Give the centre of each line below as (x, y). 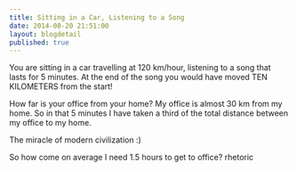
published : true (39, 42)
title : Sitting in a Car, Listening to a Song (97, 17)
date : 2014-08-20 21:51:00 (59, 26)
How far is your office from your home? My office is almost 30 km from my (146, 104)
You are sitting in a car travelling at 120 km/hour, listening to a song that (140, 68)
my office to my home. (50, 123)
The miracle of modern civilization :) (76, 140)
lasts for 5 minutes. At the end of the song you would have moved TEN (139, 77)
